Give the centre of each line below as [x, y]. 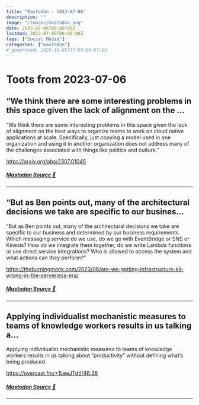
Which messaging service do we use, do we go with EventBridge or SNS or [98, 239]
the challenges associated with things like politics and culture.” [83, 150]
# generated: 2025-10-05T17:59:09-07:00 [57, 50]
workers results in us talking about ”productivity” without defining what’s [95, 355]
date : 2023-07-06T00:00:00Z [41, 28]
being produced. [26, 362]
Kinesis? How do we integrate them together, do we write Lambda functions [99, 245]
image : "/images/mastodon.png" [45, 22]
